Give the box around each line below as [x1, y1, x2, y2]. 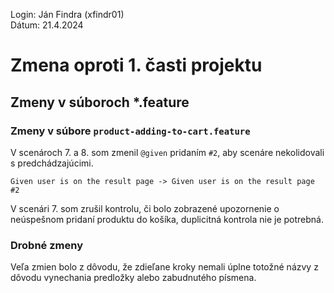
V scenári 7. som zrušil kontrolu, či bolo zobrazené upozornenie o [10, 202, 280, 214]
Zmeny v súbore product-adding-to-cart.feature [10, 124, 251, 138]
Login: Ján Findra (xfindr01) [10, 9, 125, 20]
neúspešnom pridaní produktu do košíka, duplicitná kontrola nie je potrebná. [10, 213, 325, 225]
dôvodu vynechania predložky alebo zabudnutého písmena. [10, 272, 257, 284]
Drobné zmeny [10, 238, 84, 252]
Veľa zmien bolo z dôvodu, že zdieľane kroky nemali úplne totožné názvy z [10, 261, 319, 273]
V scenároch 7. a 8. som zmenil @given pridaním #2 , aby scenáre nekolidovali [10, 146, 325, 158]
